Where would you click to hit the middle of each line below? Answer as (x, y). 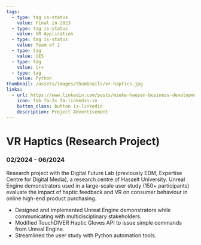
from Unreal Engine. (39, 229)
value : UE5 (31, 56)
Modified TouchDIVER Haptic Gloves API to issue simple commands (98, 222)
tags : (13, 12)
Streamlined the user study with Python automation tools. (86, 235)
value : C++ (31, 67)
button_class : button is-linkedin (60, 106)
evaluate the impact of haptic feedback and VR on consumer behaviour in (97, 192)
